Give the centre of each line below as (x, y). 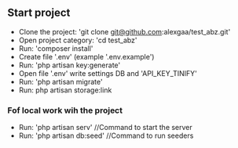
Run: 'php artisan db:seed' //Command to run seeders (106, 135)
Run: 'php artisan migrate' (60, 81)
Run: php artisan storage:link (65, 90)
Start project (39, 13)
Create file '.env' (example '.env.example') (86, 56)
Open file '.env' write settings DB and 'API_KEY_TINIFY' (108, 73)
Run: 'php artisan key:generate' (70, 65)
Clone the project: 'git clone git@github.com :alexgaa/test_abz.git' (124, 31)
